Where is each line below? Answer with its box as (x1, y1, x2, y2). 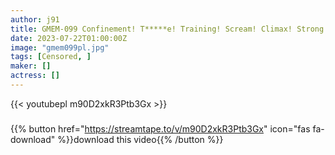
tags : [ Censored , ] (10, 52, 92, 62)
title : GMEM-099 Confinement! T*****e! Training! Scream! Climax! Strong (10, 24, 325, 34)
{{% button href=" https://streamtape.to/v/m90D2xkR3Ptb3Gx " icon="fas (10, 122, 311, 135)
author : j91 (10, 14, 60, 25)
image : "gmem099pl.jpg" (10, 42, 110, 53)
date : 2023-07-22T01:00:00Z (10, 33, 128, 43)
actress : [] (10, 71, 60, 81)
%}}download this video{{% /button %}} (57, 133, 224, 145)
